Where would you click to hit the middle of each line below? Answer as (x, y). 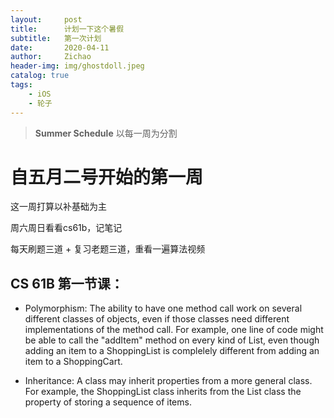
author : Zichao (51, 57)
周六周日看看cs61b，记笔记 (66, 228)
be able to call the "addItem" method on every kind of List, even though (172, 340)
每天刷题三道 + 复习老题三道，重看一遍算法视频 (108, 249)
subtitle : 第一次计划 (56, 38)
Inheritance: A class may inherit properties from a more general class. (168, 381)
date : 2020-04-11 (60, 47)
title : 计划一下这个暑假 (67, 29)
